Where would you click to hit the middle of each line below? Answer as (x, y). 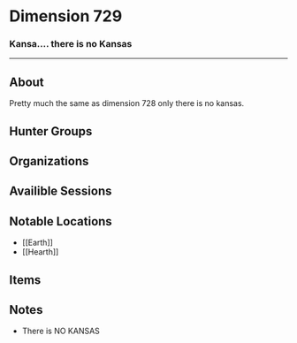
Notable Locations (61, 221)
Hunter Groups (51, 131)
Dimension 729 (66, 16)
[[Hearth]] (40, 252)
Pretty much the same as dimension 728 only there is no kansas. (127, 103)
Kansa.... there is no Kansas (71, 44)
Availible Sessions (61, 191)
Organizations (49, 161)
